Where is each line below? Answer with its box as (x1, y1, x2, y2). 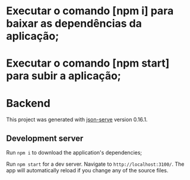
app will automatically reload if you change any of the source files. (6, 167, 169, 174)
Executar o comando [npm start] (6, 56, 170, 70)
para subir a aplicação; (6, 70, 122, 83)
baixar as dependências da (6, 17, 142, 30)
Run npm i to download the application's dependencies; (6, 149, 142, 156)
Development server (6, 133, 84, 143)
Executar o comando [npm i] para (6, 4, 174, 18)
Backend (6, 96, 50, 110)
